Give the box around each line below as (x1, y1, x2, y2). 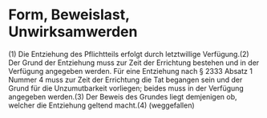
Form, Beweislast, (8, 6, 130, 24)
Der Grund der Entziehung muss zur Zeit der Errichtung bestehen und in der (8, 58, 260, 67)
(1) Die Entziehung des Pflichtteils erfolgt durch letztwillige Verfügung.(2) (8, 49, 250, 59)
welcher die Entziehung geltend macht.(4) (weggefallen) (8, 100, 195, 110)
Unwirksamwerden (8, 22, 138, 41)
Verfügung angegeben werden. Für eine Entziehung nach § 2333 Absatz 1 (8, 66, 253, 75)
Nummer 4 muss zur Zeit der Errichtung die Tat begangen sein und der (8, 75, 243, 84)
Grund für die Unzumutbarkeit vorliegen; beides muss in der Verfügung (8, 83, 245, 93)
